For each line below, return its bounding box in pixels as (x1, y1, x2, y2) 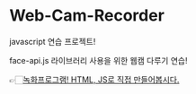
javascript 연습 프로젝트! (9, 36, 96, 47)
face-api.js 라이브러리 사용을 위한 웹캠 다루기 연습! (9, 55, 188, 65)
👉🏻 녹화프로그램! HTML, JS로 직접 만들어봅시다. (9, 73, 180, 85)
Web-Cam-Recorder (9, 5, 165, 26)
